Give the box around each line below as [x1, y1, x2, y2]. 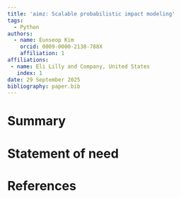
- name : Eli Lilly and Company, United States [10, 63, 151, 70]
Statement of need [7, 146, 119, 161]
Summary [7, 113, 66, 129]
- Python [13, 23, 40, 30]
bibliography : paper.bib [7, 83, 81, 90]
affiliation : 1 [20, 50, 65, 57]
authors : [7, 30, 33, 37]
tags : [7, 17, 23, 24]
